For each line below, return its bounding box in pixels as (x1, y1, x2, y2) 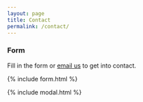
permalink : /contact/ (7, 23, 70, 30)
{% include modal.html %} (7, 88, 82, 96)
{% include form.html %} (7, 74, 78, 83)
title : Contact (7, 17, 51, 23)
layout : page (7, 10, 45, 17)
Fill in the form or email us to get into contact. (7, 61, 137, 70)
